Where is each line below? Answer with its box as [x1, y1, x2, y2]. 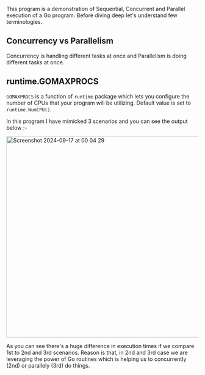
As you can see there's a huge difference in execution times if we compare [6, 342, 195, 349]
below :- [6, 124, 27, 131]
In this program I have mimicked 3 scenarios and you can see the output [6, 117, 188, 125]
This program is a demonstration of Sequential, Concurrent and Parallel [6, 6, 185, 12]
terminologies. [6, 18, 43, 25]
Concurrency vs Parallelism [6, 36, 114, 46]
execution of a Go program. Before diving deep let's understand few [6, 12, 178, 19]
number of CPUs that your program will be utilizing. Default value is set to [6, 99, 191, 106]
